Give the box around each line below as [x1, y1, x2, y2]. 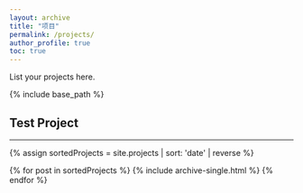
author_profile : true [9, 38, 91, 48]
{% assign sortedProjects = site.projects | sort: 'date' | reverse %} [9, 147, 254, 158]
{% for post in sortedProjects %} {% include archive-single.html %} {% [9, 164, 273, 176]
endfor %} [9, 174, 48, 185]
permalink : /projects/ [9, 30, 95, 39]
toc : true [9, 47, 47, 56]
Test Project [9, 115, 79, 131]
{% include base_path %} [9, 89, 105, 100]
